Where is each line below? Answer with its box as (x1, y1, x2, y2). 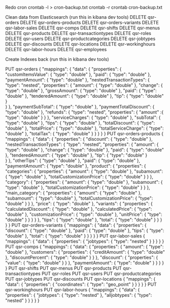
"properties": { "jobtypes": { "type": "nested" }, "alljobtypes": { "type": (5, 292, 152, 298)
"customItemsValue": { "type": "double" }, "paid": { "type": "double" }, (5, 71, 151, 78)
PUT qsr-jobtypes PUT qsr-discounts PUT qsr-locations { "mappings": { (5, 276, 156, 282)
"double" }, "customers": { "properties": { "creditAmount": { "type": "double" (5, 249, 165, 255)
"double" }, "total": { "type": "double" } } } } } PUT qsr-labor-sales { (5, 233, 146, 239)
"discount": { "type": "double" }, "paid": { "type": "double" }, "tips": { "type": (5, 227, 164, 234)
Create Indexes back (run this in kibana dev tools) (5, 56, 109, 62)
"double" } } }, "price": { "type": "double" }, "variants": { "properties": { (5, 201, 153, 207)
